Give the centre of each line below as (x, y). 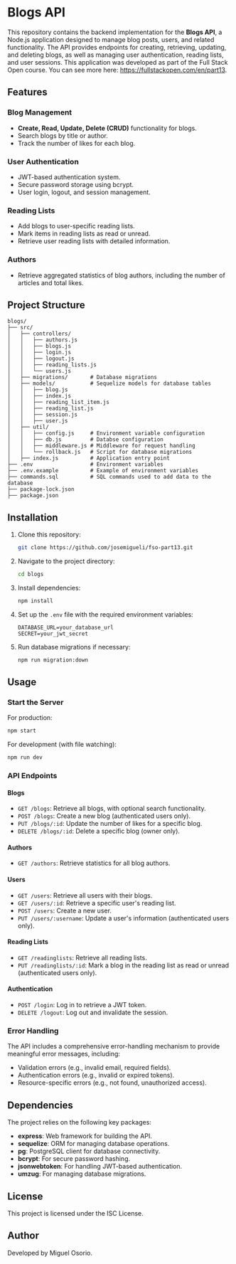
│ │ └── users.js (39, 371)
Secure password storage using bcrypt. (75, 184)
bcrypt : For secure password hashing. (74, 1159)
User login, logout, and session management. (84, 192)
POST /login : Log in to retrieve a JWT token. (82, 1005)
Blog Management (40, 112)
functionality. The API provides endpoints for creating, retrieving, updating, (117, 47)
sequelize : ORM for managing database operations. (93, 1144)
